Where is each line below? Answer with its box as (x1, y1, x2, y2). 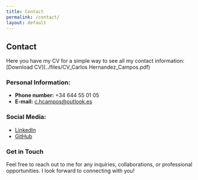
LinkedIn (14, 126, 36, 133)
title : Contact (6, 8, 44, 15)
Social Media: (6, 113, 46, 121)
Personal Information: (6, 78, 71, 86)
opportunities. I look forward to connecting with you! (6, 167, 135, 175)
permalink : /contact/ (6, 14, 60, 20)
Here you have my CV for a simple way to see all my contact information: (6, 57, 185, 65)
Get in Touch (6, 147, 44, 156)
